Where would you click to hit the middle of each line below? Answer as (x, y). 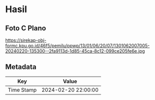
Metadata (21, 67)
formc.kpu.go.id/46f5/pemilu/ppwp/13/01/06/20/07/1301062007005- (77, 46)
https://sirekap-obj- (26, 40)
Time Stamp (22, 90)
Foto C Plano (26, 28)
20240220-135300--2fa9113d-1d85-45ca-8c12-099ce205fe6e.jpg (75, 51)
